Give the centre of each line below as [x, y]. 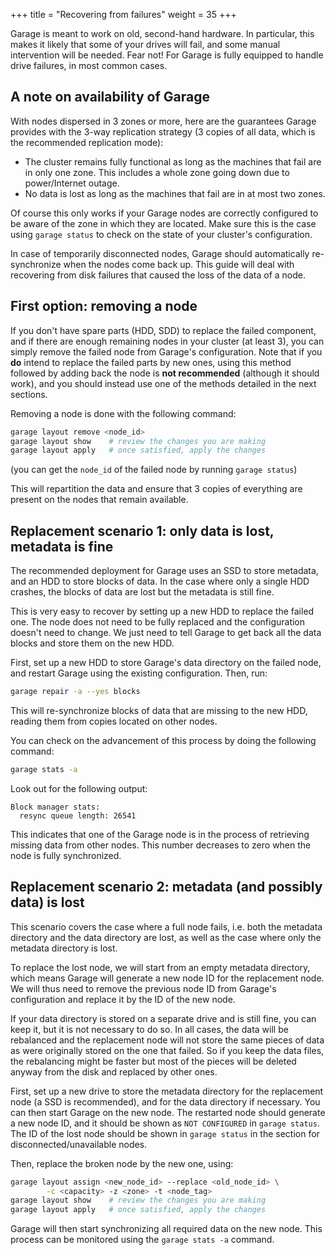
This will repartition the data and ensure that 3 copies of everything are [156, 489]
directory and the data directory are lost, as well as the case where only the [166, 937]
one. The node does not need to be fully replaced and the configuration [158, 622]
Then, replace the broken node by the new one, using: [122, 1163]
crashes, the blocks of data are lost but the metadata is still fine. [142, 592]
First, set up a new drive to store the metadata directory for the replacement [167, 1091]
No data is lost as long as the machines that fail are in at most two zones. [175, 193]
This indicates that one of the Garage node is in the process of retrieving [160, 834]
